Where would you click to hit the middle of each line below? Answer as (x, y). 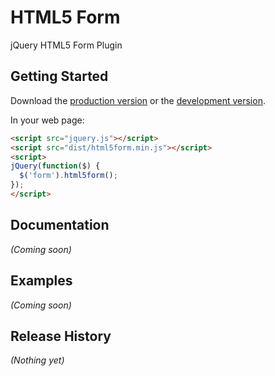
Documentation (60, 225)
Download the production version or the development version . (138, 100)
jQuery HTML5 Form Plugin (66, 45)
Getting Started (59, 76)
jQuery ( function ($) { (55, 166)
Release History (61, 336)
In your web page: (47, 120)
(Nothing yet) (37, 360)
